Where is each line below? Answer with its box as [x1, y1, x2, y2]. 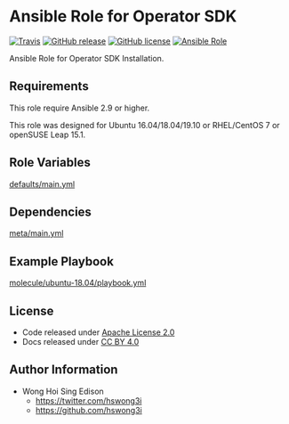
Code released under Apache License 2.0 [21, 327, 175, 338]
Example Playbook [9, 254, 114, 269]
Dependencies [9, 204, 92, 219]
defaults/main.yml [9, 178, 76, 189]
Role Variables [9, 155, 91, 170]
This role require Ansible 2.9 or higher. [9, 102, 150, 113]
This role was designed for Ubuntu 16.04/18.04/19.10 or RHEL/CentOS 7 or [9, 119, 280, 130]
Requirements [9, 78, 89, 94]
